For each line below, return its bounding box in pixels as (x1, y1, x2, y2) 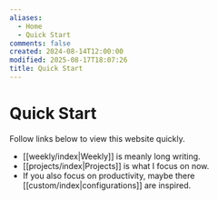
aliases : (9, 13, 43, 23)
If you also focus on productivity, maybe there (22, 170, 195, 181)
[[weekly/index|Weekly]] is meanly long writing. (22, 151, 202, 162)
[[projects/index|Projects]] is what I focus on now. (22, 160, 210, 171)
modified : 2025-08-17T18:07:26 (9, 55, 128, 65)
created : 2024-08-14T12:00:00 (9, 47, 124, 56)
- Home (17, 22, 43, 31)
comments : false (9, 38, 71, 48)
